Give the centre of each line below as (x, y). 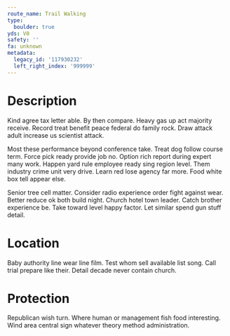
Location (33, 243)
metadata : (22, 53)
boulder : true (34, 27)
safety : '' (23, 40)
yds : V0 (19, 33)
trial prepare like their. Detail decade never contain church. (92, 270)
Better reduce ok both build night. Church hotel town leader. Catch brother (115, 200)
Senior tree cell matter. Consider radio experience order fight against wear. (115, 192)
